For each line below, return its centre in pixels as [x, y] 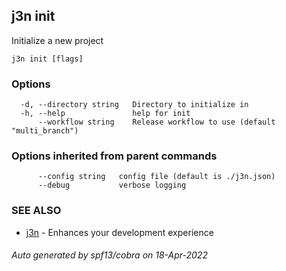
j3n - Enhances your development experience [119, 232]
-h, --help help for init [105, 114]
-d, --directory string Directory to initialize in [134, 105]
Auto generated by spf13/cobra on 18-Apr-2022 [109, 255]
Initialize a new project [57, 40]
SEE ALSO [36, 211]
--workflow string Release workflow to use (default [156, 122]
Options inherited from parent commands [114, 156]
